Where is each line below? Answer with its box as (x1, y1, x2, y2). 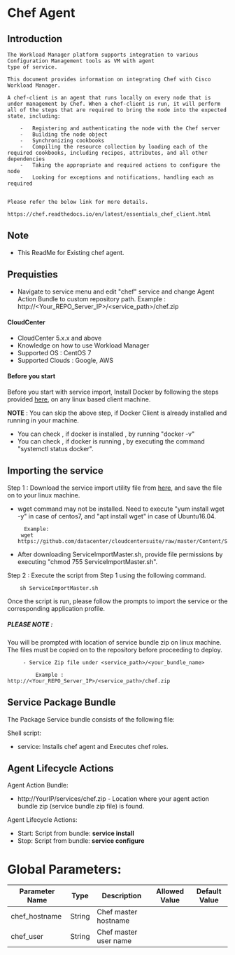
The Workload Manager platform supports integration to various (7, 51, 199, 58)
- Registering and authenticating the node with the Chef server (20, 125, 220, 132)
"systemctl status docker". (17, 445, 94, 453)
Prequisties (7, 268, 58, 281)
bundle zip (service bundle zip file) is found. (17, 802, 145, 811)
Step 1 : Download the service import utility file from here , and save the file (7, 483, 222, 492)
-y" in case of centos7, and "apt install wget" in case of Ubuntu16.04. (17, 511, 217, 520)
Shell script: (7, 729, 42, 737)
